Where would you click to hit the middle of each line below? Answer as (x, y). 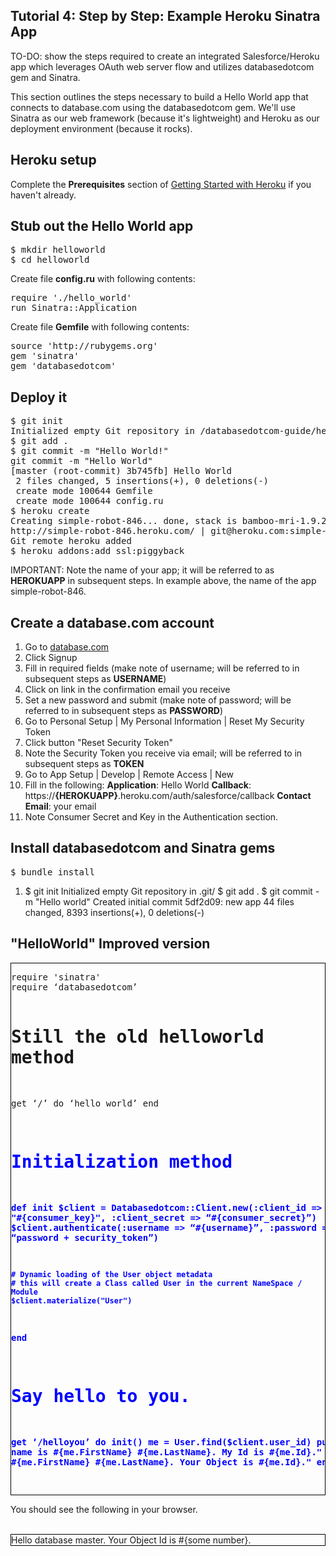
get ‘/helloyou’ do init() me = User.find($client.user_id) (161, 1442)
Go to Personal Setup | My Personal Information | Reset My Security (164, 721)
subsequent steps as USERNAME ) (95, 679)
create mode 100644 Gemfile (84, 491)
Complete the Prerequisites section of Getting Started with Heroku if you (161, 184)
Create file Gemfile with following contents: (100, 327)
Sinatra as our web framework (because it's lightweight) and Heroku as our (165, 118)
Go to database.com (67, 647)
